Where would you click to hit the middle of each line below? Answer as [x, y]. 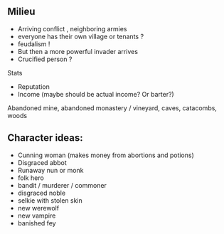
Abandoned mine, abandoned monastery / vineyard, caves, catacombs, [112, 108]
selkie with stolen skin [50, 200]
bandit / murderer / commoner [62, 185]
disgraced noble [42, 193]
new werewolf [38, 208]
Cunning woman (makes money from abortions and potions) [106, 155]
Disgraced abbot [42, 162]
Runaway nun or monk [50, 170]
